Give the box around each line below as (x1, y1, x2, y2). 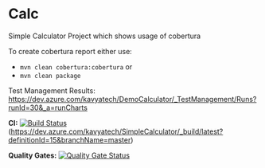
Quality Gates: (8, 150, 57, 160)
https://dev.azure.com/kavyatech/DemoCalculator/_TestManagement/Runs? (8, 94, 257, 104)
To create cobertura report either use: (8, 46, 133, 56)
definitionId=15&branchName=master (8, 135, 131, 144)
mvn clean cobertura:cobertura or (19, 61, 133, 72)
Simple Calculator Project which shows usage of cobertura (8, 31, 201, 41)
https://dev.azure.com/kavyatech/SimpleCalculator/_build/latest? (10, 127, 224, 136)
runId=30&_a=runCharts (8, 103, 88, 112)
